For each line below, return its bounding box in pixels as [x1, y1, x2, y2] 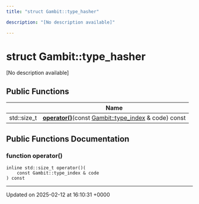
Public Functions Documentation [6, 134, 130, 144]
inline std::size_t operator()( [6, 164, 86, 171]
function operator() [6, 152, 63, 160]
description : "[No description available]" [6, 19, 115, 25]
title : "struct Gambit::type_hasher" [6, 8, 99, 15]
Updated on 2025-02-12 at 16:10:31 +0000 [6, 191, 110, 198]
